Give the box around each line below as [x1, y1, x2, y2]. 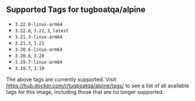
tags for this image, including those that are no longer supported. [6, 88, 164, 95]
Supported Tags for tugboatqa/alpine [6, 5, 146, 15]
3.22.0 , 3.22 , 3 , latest [14, 27, 69, 34]
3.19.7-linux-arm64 [14, 59, 63, 65]
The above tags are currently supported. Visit [6, 76, 117, 83]
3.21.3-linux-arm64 [14, 34, 63, 40]
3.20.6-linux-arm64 [14, 47, 63, 53]
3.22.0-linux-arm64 [14, 21, 63, 27]
